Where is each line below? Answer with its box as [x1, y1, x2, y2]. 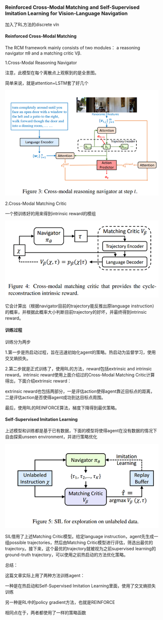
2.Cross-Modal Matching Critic [5, 200, 67, 206]
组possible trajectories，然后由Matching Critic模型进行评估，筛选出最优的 [5, 540, 153, 545]
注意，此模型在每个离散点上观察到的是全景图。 [5, 70, 99, 76]
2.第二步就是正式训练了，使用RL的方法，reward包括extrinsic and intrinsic [5, 366, 152, 372]
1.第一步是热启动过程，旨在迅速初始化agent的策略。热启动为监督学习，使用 [5, 349, 156, 355]
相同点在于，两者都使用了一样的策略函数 [5, 610, 86, 616]
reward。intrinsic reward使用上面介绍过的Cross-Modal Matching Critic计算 [5, 372, 155, 378]
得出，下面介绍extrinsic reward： [5, 378, 72, 384]
